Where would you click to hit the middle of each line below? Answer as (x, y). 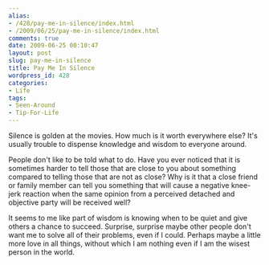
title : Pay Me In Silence (51, 68)
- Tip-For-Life (34, 113)
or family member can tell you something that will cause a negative (119, 185)
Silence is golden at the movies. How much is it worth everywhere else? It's (133, 136)
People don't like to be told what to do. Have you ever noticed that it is (124, 160)
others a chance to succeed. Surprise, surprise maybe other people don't (130, 226)
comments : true (34, 38)
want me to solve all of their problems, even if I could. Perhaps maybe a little (134, 235)
